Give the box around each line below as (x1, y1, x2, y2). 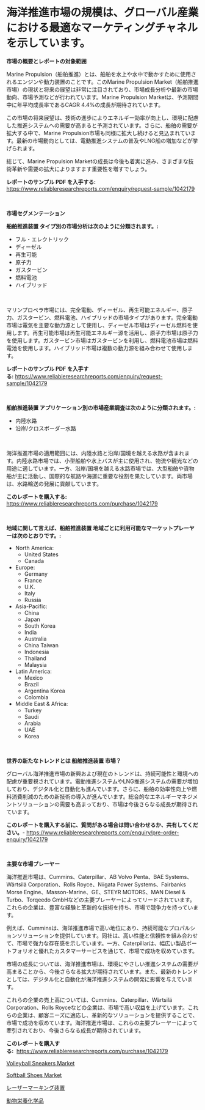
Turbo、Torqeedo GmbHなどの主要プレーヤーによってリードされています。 (6, 896, 195, 903)
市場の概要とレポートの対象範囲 (6, 57, 87, 65)
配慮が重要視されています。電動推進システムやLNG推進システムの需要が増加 (6, 777, 198, 785)
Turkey (24, 707, 42, 714)
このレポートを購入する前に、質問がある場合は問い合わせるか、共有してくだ (6, 821, 198, 828)
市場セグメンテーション (6, 209, 65, 217)
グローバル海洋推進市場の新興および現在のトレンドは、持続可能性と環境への (6, 770, 199, 777)
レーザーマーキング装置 (6, 1084, 65, 1091)
